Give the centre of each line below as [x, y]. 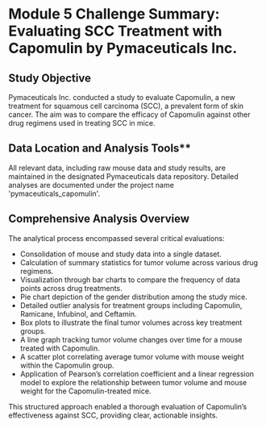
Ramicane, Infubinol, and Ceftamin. [78, 314]
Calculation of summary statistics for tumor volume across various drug [139, 262]
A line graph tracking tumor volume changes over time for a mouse [131, 339]
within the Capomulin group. [67, 365]
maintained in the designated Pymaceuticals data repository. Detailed [124, 176]
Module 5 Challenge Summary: [114, 14]
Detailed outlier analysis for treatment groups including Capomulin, [131, 305]
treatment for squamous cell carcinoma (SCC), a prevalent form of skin [126, 106]
